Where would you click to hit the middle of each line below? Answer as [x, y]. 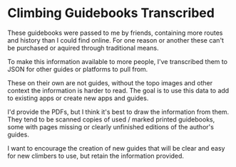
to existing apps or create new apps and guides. [78, 98]
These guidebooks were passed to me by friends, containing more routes [115, 33]
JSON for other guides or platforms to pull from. [78, 69]
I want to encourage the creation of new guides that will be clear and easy [116, 148]
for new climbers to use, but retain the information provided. [96, 156]
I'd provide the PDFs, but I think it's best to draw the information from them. [118, 112]
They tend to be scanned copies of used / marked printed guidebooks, [111, 119]
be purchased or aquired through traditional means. [83, 48]
